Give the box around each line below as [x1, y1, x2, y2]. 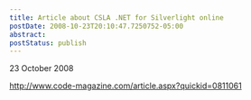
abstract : [9, 30, 47, 39]
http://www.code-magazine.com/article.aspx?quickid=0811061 [9, 80, 242, 91]
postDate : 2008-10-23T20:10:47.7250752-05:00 [9, 22, 183, 31]
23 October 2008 [9, 63, 74, 74]
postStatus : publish [9, 38, 88, 48]
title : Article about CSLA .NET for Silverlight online [9, 13, 224, 23]
